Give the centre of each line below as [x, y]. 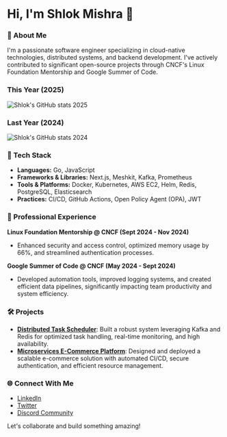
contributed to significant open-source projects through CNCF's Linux [106, 65]
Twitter [27, 405]
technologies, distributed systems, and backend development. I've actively [112, 58]
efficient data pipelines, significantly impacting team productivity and [114, 286]
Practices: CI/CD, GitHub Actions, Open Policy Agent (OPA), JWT [109, 199]
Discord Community [45, 413]
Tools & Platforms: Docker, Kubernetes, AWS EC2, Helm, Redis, [107, 185]
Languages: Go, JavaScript [56, 170]
